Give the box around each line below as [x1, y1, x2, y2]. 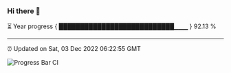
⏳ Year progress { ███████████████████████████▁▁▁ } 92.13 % [7, 22, 217, 30]
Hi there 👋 [7, 6, 41, 16]
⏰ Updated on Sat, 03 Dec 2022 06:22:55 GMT [7, 45, 141, 53]
